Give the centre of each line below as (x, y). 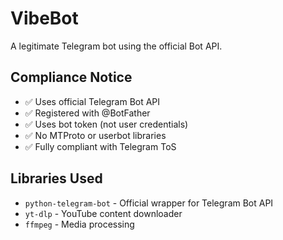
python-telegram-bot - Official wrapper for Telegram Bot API (149, 203)
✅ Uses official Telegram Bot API (92, 101)
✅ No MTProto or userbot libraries (95, 135)
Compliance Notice (71, 77)
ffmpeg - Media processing (79, 224)
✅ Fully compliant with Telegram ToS (100, 146)
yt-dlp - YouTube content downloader (103, 213)
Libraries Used (56, 178)
